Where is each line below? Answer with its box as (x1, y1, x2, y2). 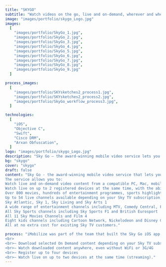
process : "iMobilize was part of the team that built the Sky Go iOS (5, 232, 152, 237)
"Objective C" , (14, 126, 45, 131)
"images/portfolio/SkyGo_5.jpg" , (14, 48, 83, 53)
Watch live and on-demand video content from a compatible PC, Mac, (5, 181, 149, 186)
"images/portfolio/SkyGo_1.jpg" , (14, 30, 83, 35)
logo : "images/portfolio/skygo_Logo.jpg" (5, 149, 92, 154)
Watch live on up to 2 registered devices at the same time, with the (5, 186, 154, 191)
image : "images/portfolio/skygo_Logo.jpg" (5, 16, 94, 21)
